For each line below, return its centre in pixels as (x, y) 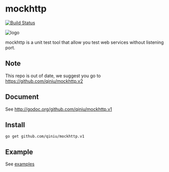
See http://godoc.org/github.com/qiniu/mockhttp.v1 (59, 109)
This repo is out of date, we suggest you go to (53, 76)
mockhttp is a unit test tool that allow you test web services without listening (84, 42)
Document (22, 97)
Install (15, 125)
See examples (20, 164)
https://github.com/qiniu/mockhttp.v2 (44, 81)
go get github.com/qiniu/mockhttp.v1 (45, 137)
